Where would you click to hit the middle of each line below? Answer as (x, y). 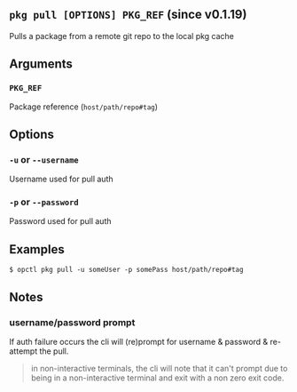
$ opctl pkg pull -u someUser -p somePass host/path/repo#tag (126, 270)
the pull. (54, 351)
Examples (37, 249)
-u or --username (44, 159)
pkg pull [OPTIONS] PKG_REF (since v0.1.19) (128, 15)
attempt (23, 351)
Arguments (41, 64)
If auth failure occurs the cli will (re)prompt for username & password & (139, 341)
